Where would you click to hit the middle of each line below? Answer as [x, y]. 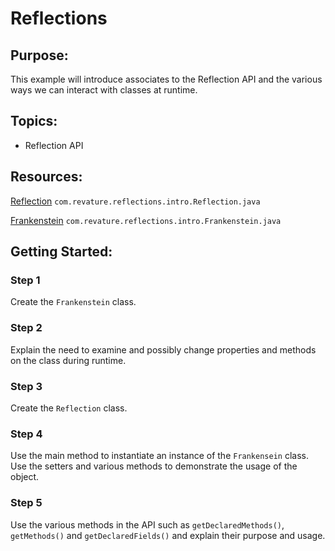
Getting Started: [61, 252]
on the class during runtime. [68, 360]
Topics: [34, 121]
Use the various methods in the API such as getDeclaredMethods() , [147, 524]
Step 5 [26, 503]
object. [25, 477]
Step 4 [26, 434]
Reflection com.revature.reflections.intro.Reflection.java [135, 201]
